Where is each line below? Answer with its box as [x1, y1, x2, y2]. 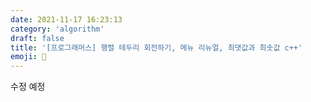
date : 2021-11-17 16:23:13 [10, 14, 123, 25]
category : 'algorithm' [10, 24, 105, 34]
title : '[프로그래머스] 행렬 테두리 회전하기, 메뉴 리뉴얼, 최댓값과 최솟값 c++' [10, 42, 303, 53]
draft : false [10, 33, 65, 43]
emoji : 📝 [10, 52, 47, 62]
